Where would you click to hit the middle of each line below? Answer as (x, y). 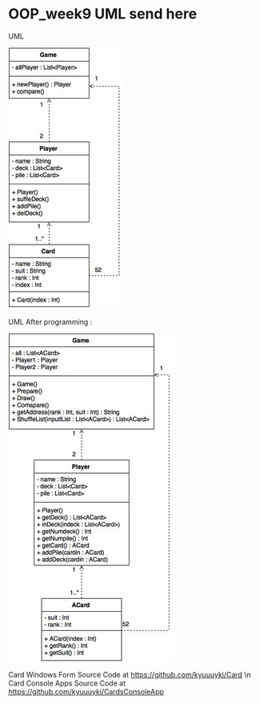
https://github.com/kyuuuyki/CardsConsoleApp (86, 691)
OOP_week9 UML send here (103, 14)
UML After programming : (50, 322)
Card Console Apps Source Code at (67, 683)
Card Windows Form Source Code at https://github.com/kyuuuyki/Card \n (130, 674)
